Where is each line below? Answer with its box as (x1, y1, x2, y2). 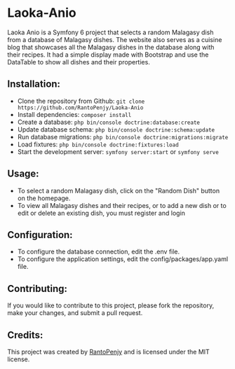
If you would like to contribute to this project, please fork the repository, (7, 301, 215, 309)
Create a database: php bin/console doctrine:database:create (17, 118, 200, 126)
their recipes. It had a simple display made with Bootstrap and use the (7, 50, 209, 59)
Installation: (7, 78, 61, 90)
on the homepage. (17, 194, 71, 202)
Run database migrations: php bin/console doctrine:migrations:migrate (17, 132, 229, 141)
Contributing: (7, 282, 68, 295)
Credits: (7, 329, 43, 341)
